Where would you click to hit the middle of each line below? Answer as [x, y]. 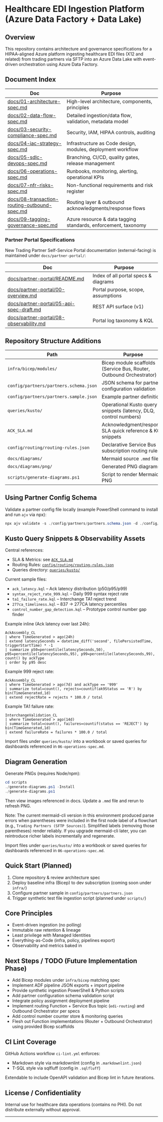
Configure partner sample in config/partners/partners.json [72, 893]
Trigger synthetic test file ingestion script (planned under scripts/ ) [79, 898]
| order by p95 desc [26, 663]
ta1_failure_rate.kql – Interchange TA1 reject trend [64, 599]
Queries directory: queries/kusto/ [46, 570]
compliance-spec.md [32, 135]
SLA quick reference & [127, 431]
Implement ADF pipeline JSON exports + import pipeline [68, 985]
